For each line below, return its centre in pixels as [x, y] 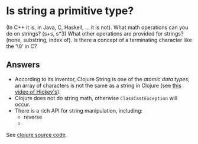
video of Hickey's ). [38, 92]
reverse [33, 117]
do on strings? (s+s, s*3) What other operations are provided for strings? [95, 33]
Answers [23, 65]
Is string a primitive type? [70, 11]
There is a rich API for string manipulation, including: [79, 110]
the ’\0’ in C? [22, 46]
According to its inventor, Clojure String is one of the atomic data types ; [102, 79]
